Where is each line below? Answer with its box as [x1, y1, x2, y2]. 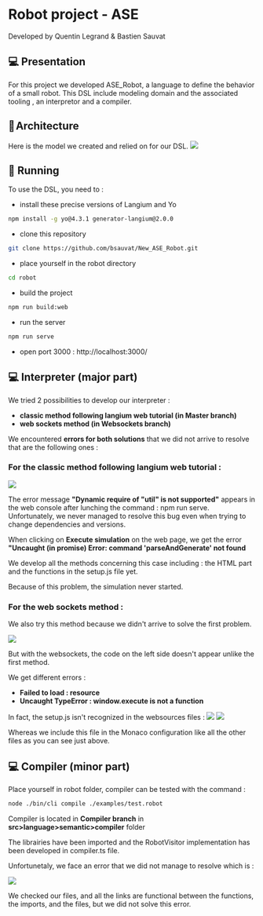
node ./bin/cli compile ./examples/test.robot [8, 799, 163, 808]
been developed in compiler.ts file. [8, 845, 120, 855]
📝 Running [8, 163, 60, 177]
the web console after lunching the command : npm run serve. [8, 502, 210, 512]
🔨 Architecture [8, 119, 79, 133]
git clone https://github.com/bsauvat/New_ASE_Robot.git [8, 245, 199, 253]
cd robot [8, 274, 37, 282]
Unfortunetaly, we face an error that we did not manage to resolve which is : [8, 861, 254, 870]
